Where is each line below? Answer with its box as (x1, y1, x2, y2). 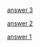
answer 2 (7, 19, 33, 27)
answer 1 (7, 32, 32, 41)
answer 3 (7, 6, 33, 14)
